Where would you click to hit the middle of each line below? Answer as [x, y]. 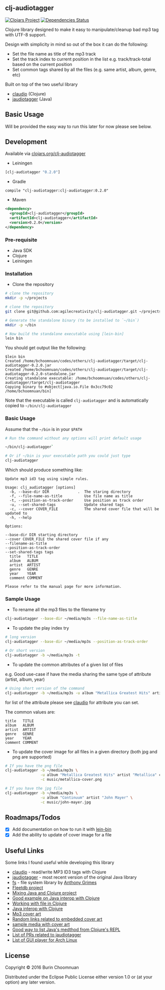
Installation [19, 274]
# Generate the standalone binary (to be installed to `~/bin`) [72, 320]
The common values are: [30, 712]
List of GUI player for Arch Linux [45, 940]
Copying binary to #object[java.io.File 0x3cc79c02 [59, 387]
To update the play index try [41, 628]
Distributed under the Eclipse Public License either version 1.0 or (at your [79, 977]
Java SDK [22, 250]
